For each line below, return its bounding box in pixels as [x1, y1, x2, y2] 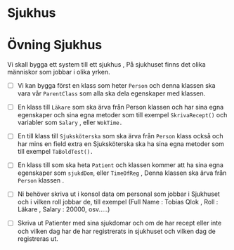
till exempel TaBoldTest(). [17, 147, 93, 156]
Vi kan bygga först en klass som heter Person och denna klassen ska [17, 81, 216, 90]
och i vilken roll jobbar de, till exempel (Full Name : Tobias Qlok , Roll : [17, 198, 219, 206]
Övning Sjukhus [7, 37, 103, 53]
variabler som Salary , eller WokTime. [17, 118, 123, 127]
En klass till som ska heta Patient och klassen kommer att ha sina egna [17, 161, 223, 169]
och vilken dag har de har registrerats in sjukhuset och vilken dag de [17, 227, 216, 235]
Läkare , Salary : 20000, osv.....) [17, 205, 110, 213]
